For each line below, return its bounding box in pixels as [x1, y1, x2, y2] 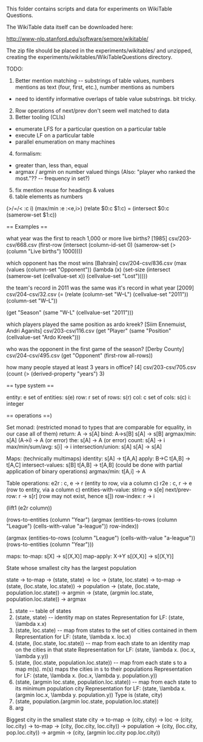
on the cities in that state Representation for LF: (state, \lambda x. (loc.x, [15, 646, 196, 653]
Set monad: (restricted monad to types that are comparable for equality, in [6, 424, 192, 431]
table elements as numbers [15, 193, 83, 200]
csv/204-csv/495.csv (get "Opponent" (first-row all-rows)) [6, 352, 153, 359]
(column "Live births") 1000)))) [6, 248, 83, 255]
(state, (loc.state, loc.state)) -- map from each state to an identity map [15, 640, 190, 647]
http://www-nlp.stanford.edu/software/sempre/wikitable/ [6, 35, 148, 42]
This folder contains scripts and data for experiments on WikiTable [6, 5, 173, 12]
